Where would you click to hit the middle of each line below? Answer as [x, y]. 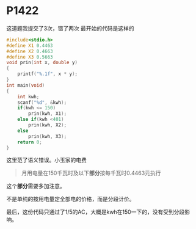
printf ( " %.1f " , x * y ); [48, 74]
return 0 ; [30, 142]
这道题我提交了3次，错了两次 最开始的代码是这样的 [70, 28]
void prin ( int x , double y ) [42, 63]
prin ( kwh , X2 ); [48, 125]
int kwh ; [28, 96]
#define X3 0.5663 [30, 57]
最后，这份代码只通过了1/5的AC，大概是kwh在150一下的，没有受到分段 [96, 212]
